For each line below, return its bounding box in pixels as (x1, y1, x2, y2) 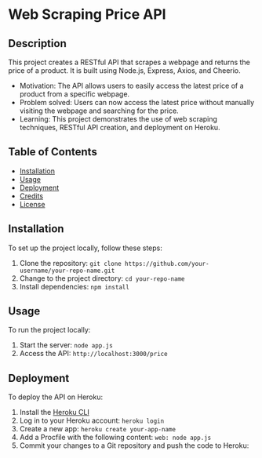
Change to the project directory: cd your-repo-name (19, 273, 185, 283)
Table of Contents (8, 145, 98, 158)
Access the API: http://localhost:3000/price (19, 349, 168, 358)
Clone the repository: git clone (19, 258, 122, 267)
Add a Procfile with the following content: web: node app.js (19, 433, 212, 442)
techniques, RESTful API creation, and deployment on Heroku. (19, 123, 221, 132)
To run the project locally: (8, 325, 91, 335)
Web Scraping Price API (8, 5, 166, 24)
